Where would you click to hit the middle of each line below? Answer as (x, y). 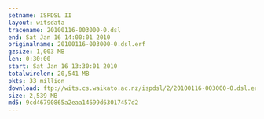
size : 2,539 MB (33, 96)
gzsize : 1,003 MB (37, 52)
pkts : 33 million (37, 81)
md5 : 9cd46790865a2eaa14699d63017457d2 (73, 103)
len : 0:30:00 (29, 59)
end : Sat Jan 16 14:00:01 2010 (59, 37)
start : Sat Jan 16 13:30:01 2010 (63, 67)
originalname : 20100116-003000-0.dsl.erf (77, 45)
